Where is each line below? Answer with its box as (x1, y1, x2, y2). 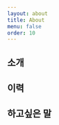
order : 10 (7, 29, 36, 37)
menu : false (7, 23, 42, 30)
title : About (7, 17, 45, 23)
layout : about (7, 10, 49, 17)
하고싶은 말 (7, 108, 52, 119)
